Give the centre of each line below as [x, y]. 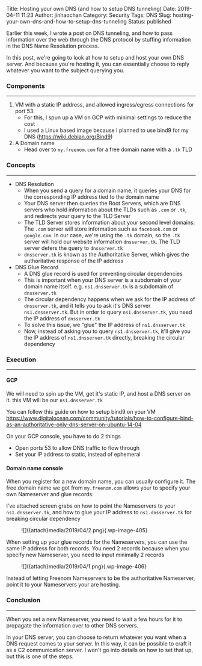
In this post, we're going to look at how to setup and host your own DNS [95, 58]
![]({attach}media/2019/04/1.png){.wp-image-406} [84, 567]
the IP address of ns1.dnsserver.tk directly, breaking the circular [104, 337]
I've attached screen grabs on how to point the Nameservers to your [91, 506]
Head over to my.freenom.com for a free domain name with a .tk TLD [108, 149]
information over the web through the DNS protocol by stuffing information [99, 39]
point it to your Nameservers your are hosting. [63, 585]
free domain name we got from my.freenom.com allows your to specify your [98, 488]
